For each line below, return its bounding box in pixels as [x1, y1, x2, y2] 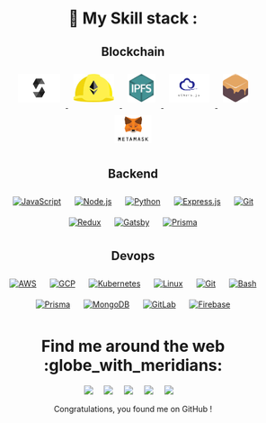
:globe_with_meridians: [43, 355, 223, 375]
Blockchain [101, 44, 165, 59]
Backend [107, 166, 159, 182]
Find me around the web [40, 336, 226, 356]
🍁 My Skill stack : [68, 8, 198, 29]
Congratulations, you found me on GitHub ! [53, 403, 213, 414]
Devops [111, 248, 155, 264]
